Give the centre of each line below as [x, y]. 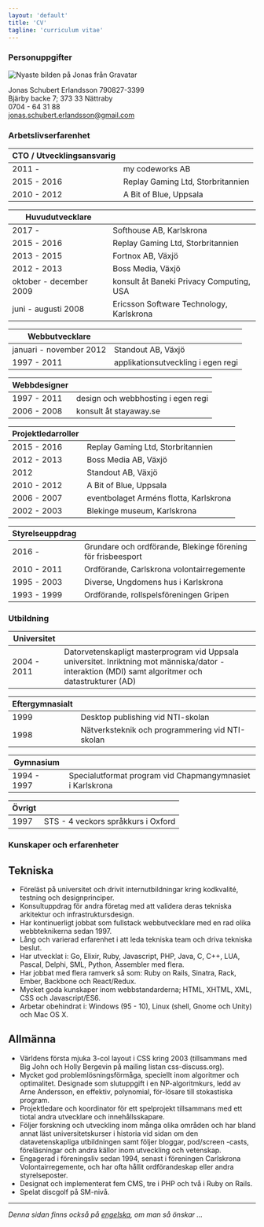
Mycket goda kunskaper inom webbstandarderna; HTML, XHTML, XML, [136, 990]
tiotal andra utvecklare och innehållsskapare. [92, 1116]
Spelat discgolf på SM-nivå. [64, 1192]
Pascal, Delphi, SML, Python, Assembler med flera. [102, 964]
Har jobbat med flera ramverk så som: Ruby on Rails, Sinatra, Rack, [128, 973]
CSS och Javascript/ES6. [60, 998]
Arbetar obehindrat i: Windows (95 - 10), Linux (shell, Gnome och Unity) [136, 1006]
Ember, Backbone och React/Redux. [78, 981]
